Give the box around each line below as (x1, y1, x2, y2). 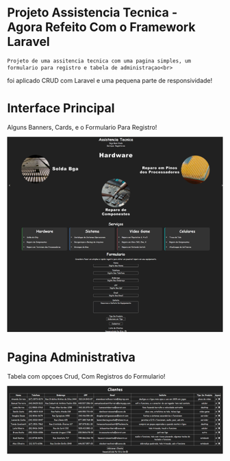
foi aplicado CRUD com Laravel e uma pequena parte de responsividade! (7, 76, 213, 84)
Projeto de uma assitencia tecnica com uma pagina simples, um (7, 57, 192, 64)
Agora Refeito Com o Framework (7, 19, 196, 35)
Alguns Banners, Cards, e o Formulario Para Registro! (7, 123, 157, 131)
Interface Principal (7, 101, 115, 116)
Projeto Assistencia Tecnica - (7, 5, 178, 21)
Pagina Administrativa (7, 350, 136, 365)
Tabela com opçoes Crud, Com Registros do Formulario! (7, 373, 166, 381)
